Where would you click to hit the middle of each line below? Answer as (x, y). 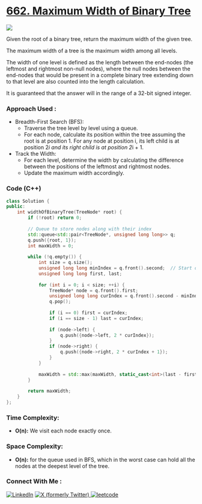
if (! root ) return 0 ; (55, 218)
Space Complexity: (35, 446)
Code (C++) (24, 189)
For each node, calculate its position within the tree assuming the (105, 135)
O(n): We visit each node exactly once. (63, 431)
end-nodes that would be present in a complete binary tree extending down (100, 75)
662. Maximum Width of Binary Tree (99, 11)
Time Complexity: (33, 417)
